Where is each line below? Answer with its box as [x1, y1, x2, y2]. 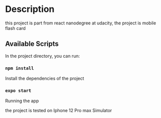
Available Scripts [5, 40, 59, 48]
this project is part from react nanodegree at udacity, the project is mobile [5, 20, 157, 26]
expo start [5, 88, 31, 93]
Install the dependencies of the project [5, 76, 84, 82]
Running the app [5, 98, 39, 104]
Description [5, 3, 55, 15]
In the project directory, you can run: [5, 53, 80, 59]
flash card [5, 25, 26, 31]
